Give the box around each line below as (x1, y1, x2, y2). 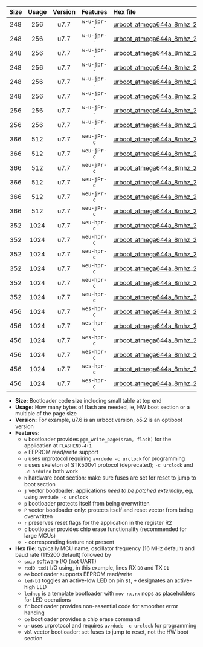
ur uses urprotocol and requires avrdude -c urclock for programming (24, 622, 197, 629)
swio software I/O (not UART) (24, 558, 97, 565)
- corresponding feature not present (24, 538, 115, 545)
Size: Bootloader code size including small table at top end (14, 397, 162, 404)
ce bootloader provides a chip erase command (24, 616, 140, 622)
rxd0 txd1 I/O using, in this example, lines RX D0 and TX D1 (24, 564, 169, 571)
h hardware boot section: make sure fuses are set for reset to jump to (24, 474, 196, 481)
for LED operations (24, 596, 71, 603)
